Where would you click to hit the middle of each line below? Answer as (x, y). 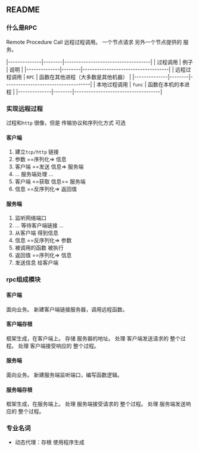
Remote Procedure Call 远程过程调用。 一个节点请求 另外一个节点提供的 (94, 42)
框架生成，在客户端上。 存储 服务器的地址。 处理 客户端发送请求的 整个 (93, 338)
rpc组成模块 (24, 280)
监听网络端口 (30, 218)
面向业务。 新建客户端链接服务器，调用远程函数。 (67, 309)
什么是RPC (22, 28)
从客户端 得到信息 (36, 233)
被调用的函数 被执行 (39, 248)
